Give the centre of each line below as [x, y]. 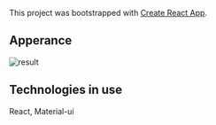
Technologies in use [66, 90]
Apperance [41, 40]
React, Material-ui [42, 111]
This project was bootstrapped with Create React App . [108, 13]
